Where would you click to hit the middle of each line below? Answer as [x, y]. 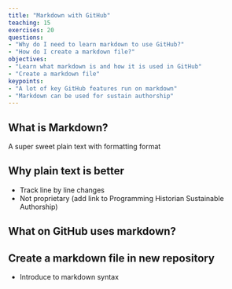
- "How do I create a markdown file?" [72, 52]
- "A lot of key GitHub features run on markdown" [93, 88]
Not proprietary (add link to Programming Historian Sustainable [122, 198]
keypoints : [26, 81]
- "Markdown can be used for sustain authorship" [91, 96]
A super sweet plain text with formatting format [85, 147]
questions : [26, 37]
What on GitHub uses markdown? [92, 231]
